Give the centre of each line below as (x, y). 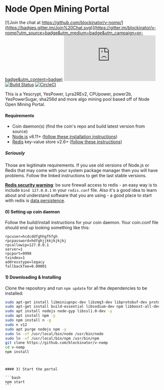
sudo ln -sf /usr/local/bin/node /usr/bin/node (54, 334)
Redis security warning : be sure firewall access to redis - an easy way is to (81, 185)
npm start (15, 382)
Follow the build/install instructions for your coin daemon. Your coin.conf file (82, 223)
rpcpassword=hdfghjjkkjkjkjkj (36, 241)
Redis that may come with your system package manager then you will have (82, 170)
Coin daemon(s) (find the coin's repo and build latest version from (79, 126)
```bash (13, 378)
